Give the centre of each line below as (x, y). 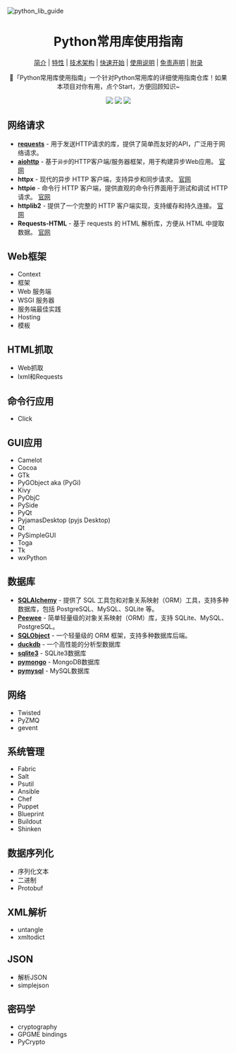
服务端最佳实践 (39, 309)
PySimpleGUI (37, 535)
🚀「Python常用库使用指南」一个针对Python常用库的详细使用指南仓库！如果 (118, 77)
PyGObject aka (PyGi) (49, 483)
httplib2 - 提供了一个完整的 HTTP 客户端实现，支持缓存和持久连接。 (117, 206)
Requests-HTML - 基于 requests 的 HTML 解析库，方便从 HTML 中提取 (121, 223)
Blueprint (31, 814)
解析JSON (32, 977)
